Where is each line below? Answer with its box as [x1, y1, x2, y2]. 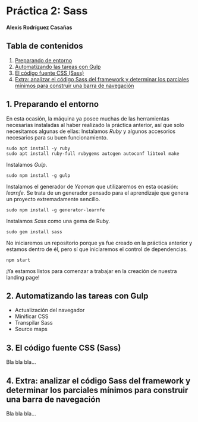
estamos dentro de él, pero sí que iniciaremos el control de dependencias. [6, 245, 188, 253]
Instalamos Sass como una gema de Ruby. [6, 217, 111, 224]
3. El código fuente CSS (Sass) [6, 342, 121, 353]
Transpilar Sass [14, 319, 53, 326]
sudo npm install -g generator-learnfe [6, 207, 105, 213]
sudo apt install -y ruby [6, 145, 70, 151]
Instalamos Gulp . [6, 161, 48, 168]
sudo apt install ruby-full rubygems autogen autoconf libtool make [6, 150, 180, 157]
